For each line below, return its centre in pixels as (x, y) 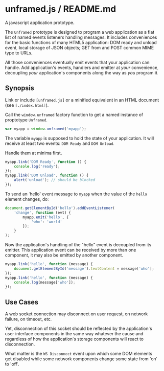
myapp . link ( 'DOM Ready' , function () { (46, 162)
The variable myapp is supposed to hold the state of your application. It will (80, 138)
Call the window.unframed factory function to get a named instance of (74, 115)
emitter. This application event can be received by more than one (70, 250)
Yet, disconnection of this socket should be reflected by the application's (79, 328)
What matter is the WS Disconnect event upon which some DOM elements (79, 354)
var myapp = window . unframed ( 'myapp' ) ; (46, 129)
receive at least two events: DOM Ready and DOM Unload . (60, 143)
